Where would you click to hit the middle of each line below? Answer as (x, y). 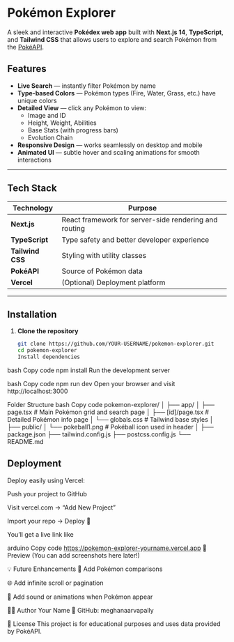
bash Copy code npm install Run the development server (89, 370)
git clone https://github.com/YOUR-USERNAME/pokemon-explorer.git (116, 344)
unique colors (37, 100)
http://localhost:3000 (38, 391)
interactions (34, 160)
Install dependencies (48, 357)
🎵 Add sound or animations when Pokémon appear (80, 597)
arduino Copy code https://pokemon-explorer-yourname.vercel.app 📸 (107, 548)
